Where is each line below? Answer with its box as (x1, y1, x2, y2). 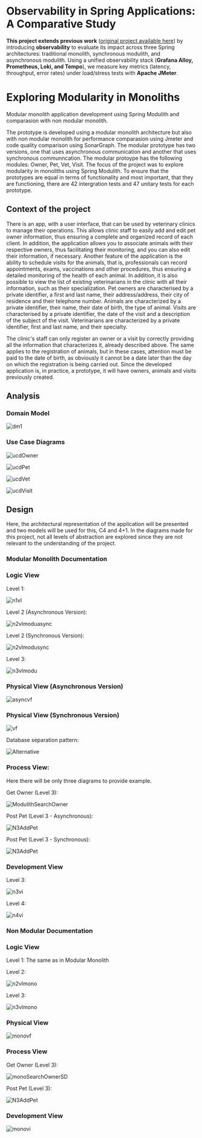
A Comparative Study (6, 17, 116, 31)
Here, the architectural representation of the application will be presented (6, 521, 189, 528)
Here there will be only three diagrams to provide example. (6, 777, 152, 784)
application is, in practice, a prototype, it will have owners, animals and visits (6, 367, 197, 374)
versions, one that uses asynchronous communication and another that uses (6, 148, 197, 155)
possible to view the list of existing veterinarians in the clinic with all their (6, 278, 188, 285)
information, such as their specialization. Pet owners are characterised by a (6, 284, 194, 292)
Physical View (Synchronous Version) (6, 711, 119, 719)
